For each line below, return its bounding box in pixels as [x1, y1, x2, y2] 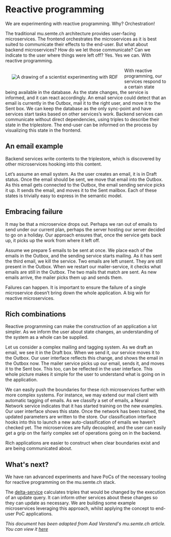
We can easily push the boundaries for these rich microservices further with [5, 387, 165, 393]
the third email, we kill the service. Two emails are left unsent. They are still [5, 258, 163, 264]
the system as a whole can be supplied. [5, 334, 89, 340]
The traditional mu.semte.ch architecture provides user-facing [5, 30, 136, 36]
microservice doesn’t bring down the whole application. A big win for [5, 290, 151, 296]
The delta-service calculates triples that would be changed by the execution [5, 489, 166, 495]
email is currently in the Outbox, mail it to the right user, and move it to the [5, 100, 161, 106]
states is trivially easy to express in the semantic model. [5, 193, 123, 199]
